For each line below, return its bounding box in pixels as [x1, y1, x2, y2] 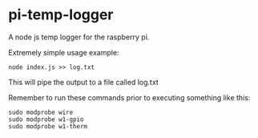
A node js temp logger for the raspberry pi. [8, 32, 150, 42]
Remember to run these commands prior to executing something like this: [8, 92, 251, 102]
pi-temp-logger [8, 6, 114, 24]
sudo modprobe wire [8, 108, 74, 116]
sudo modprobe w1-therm [8, 122, 88, 130]
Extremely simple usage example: [8, 47, 119, 57]
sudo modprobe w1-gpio [8, 115, 84, 124]
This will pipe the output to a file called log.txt [8, 77, 159, 87]
